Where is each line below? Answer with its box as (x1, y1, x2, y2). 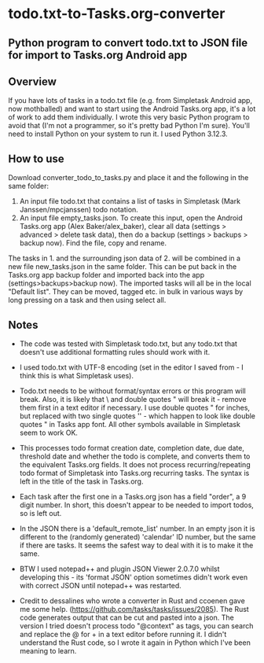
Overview (8, 75, 57, 88)
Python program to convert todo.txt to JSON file (8, 36, 248, 50)
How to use (8, 152, 64, 165)
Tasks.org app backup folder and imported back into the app (8, 271, 205, 280)
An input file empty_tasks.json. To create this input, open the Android (19, 213, 244, 223)
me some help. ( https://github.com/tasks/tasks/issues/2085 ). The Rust (19, 605, 249, 614)
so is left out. (19, 509, 62, 518)
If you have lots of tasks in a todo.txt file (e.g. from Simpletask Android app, (8, 96, 253, 105)
